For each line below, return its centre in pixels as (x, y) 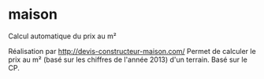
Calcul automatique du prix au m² (62, 36)
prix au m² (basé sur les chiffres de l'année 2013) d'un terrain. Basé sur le (128, 59)
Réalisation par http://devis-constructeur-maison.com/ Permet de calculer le (132, 51)
